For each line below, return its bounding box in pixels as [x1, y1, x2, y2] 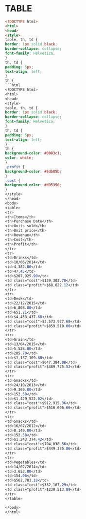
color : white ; [5, 155, 34, 160]
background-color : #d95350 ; [5, 183, 62, 188]
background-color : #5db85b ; [5, 169, 62, 174]
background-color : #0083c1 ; [5, 151, 62, 156]
